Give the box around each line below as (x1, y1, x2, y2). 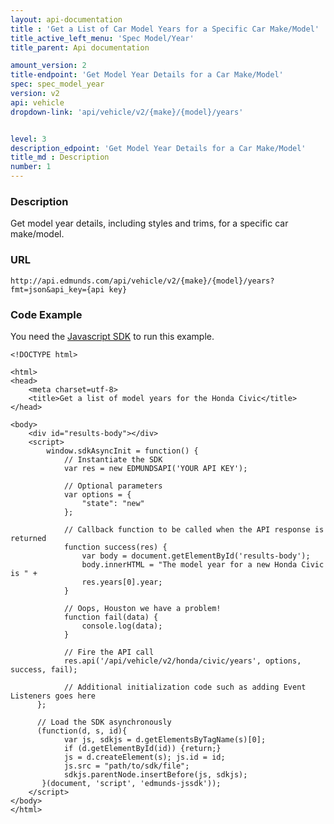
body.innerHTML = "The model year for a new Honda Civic (81, 559, 325, 570)
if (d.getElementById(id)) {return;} (63, 743, 222, 753)
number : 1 (10, 162, 52, 172)
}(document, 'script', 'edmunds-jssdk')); (41, 778, 222, 788)
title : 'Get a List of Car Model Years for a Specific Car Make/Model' (10, 24, 320, 34)
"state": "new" (81, 498, 145, 508)
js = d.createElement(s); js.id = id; (63, 752, 226, 762)
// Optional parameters (63, 481, 163, 491)
